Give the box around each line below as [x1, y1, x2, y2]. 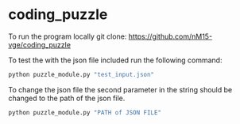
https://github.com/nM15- [128, 32, 213, 41]
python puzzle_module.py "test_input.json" [8, 70, 155, 78]
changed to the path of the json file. [8, 93, 126, 103]
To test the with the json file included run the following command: [8, 55, 223, 65]
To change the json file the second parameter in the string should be [8, 85, 233, 94]
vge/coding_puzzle [8, 39, 72, 49]
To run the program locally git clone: [8, 32, 127, 41]
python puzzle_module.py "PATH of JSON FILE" [8, 108, 161, 116]
